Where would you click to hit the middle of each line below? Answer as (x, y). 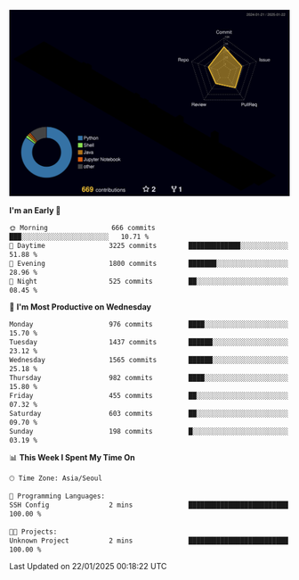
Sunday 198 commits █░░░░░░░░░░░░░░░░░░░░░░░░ (149, 432)
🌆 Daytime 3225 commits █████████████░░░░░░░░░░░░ (149, 246)
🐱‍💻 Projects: (33, 532)
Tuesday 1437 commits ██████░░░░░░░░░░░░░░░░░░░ (149, 343)
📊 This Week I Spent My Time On (72, 458)
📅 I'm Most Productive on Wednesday (80, 307)
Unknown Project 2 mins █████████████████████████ (149, 541)
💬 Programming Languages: (57, 496)
